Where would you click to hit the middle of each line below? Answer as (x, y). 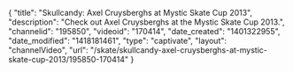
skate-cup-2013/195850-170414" (69, 59)
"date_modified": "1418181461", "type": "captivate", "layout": (118, 40)
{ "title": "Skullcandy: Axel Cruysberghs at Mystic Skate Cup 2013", (131, 13)
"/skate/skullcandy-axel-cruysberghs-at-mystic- (179, 50)
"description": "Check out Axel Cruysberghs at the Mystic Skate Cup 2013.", (146, 22)
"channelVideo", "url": (49, 50)
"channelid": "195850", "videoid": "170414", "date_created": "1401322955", (144, 31)
